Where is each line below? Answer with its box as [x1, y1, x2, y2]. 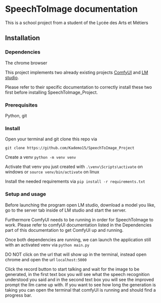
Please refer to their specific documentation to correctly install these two [5, 84, 152, 90]
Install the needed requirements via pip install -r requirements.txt [5, 178, 145, 185]
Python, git [5, 112, 27, 118]
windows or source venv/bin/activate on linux [5, 169, 99, 175]
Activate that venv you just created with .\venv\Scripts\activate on [5, 164, 143, 170]
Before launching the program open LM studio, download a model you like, [5, 202, 156, 208]
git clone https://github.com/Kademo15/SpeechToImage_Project [5, 146, 135, 151]
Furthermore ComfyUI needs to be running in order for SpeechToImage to [5, 217, 154, 222]
